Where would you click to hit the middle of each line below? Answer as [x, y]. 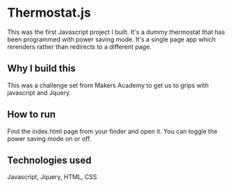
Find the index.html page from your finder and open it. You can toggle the [112, 131]
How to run [32, 115]
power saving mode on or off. [49, 138]
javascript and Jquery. [39, 92]
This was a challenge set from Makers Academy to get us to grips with [108, 85]
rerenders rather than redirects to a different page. [79, 46]
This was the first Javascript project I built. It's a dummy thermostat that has [116, 32]
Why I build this [42, 68]
